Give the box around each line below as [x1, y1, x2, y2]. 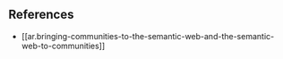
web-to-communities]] [21, 40, 106, 51]
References [8, 7, 74, 22]
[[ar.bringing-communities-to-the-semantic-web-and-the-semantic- [21, 30, 275, 41]
